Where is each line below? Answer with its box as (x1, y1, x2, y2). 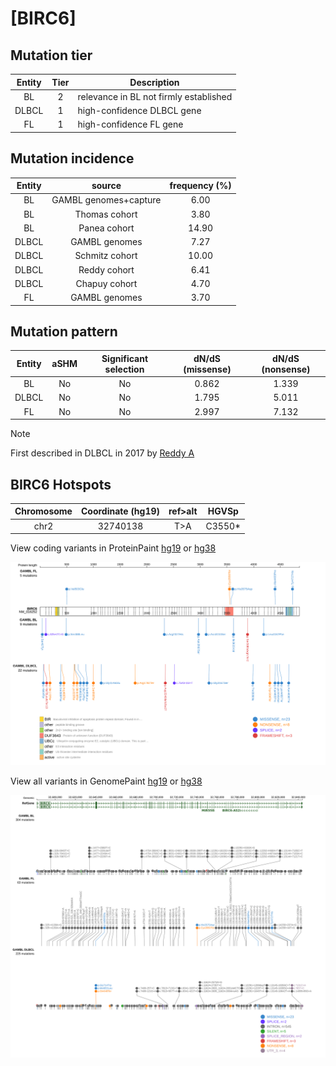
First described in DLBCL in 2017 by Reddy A (10, 447, 195, 459)
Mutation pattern (10, 323, 118, 340)
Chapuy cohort (75, 277, 138, 289)
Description (129, 76, 180, 88)
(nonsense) (261, 363, 311, 375)
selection (104, 363, 145, 375)
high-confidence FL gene (77, 118, 184, 131)
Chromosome (14, 505, 73, 517)
